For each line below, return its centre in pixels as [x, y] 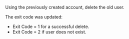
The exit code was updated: [34, 17]
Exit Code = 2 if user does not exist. [49, 32]
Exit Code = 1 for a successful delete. [51, 26]
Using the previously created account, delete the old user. [65, 7]
